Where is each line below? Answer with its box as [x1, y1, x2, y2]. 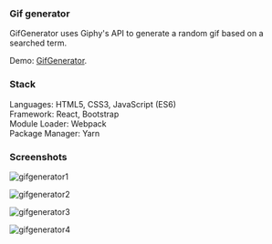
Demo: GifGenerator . [9, 56, 88, 66]
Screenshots [9, 150, 68, 163]
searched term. [9, 37, 67, 48]
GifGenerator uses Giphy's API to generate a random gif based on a [9, 28, 264, 39]
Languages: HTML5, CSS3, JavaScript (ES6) [9, 98, 176, 109]
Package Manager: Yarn [9, 127, 100, 138]
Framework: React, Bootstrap [9, 108, 120, 119]
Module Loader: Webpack [9, 117, 107, 129]
